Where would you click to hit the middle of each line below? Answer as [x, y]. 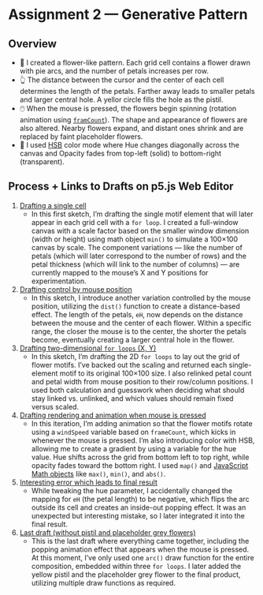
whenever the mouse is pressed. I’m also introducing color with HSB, [143, 440]
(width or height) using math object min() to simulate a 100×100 [135, 239]
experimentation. [59, 281]
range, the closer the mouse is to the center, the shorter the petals [139, 331]
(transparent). [42, 162]
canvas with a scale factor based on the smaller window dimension [140, 230]
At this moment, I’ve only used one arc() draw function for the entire [143, 557]
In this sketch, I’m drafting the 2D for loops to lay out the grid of [135, 356]
